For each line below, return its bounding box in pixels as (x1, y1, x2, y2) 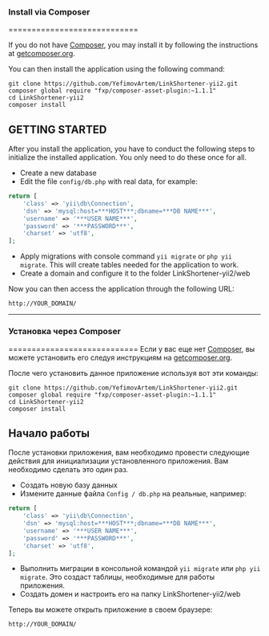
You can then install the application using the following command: (8, 64, 226, 74)
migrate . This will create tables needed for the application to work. (19, 260, 239, 270)
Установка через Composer (8, 326, 122, 337)
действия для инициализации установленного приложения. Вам (8, 456, 229, 466)
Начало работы (8, 426, 90, 440)
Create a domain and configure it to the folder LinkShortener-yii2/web (19, 268, 251, 279)
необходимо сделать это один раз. (8, 465, 129, 475)
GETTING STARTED (8, 123, 107, 137)
